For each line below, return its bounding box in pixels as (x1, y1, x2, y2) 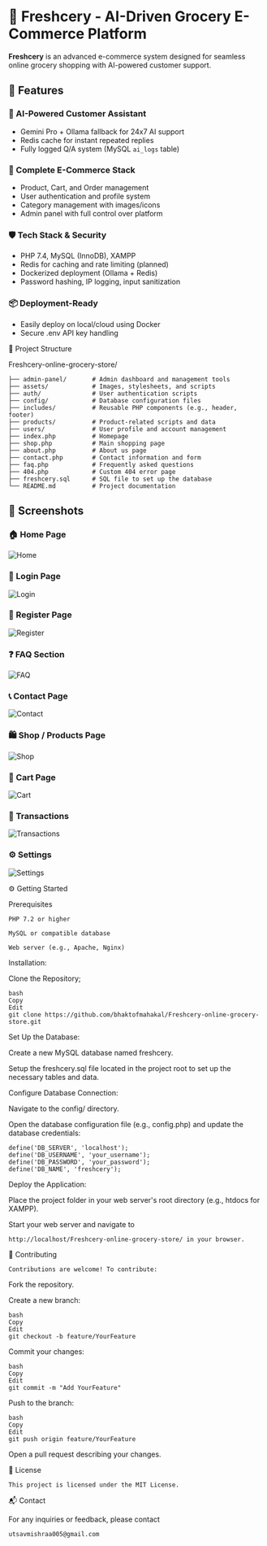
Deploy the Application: (8, 1179, 87, 1189)
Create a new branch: (8, 1295, 81, 1304)
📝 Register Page (8, 609, 72, 621)
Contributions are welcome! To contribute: (8, 1265, 158, 1274)
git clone (8, 1010, 42, 1019)
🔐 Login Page (8, 571, 61, 582)
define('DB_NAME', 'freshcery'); (8, 1165, 122, 1174)
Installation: (8, 957, 47, 967)
